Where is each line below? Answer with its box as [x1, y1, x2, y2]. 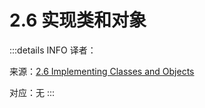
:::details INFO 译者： [9, 44, 97, 56]
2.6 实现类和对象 [9, 9, 147, 32]
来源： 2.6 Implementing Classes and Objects [9, 65, 195, 77]
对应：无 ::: [9, 86, 56, 98]
